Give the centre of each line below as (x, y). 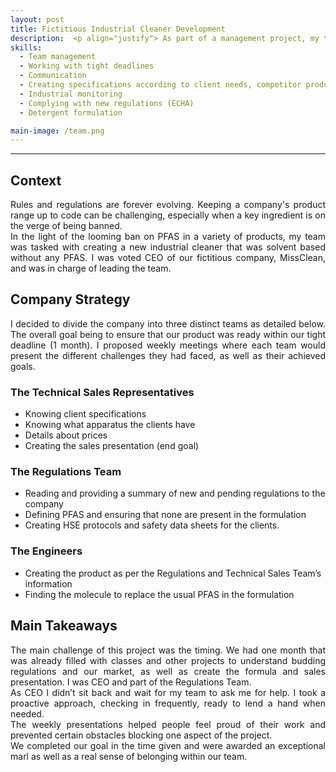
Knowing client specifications (85, 414)
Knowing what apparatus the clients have (110, 425)
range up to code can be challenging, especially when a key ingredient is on (168, 215)
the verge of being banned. (66, 226)
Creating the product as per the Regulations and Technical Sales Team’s (173, 573)
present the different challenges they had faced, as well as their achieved (168, 355)
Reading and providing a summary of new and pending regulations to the (175, 493)
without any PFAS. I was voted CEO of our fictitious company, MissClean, (168, 258)
